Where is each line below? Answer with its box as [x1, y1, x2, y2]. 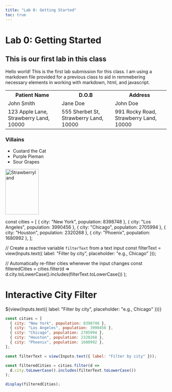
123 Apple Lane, [8, 108, 48, 115]
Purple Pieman [12, 153, 44, 159]
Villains [5, 136, 25, 143]
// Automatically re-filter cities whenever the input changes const [5, 260, 143, 266]
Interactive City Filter [5, 289, 97, 300]
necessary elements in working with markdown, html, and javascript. [5, 79, 150, 85]
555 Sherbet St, [61, 108, 100, 115]
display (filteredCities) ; [5, 382, 60, 387]
